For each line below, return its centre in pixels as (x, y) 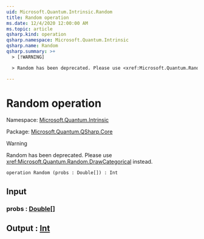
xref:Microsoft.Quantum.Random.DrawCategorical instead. (80, 162)
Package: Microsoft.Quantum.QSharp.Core (59, 132)
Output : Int (28, 228)
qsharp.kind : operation (36, 35)
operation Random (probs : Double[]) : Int (62, 173)
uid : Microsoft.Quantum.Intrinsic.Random (59, 12)
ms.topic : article (29, 29)
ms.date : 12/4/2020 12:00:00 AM (47, 23)
